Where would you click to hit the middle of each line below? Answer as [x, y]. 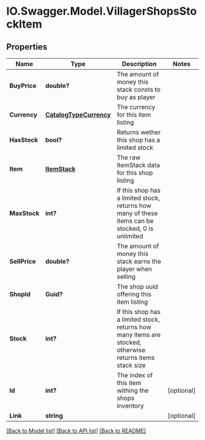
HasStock [24, 140]
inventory [131, 406]
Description [139, 64]
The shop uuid [138, 287]
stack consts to [138, 90]
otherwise [131, 350]
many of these [137, 213]
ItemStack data [138, 165]
